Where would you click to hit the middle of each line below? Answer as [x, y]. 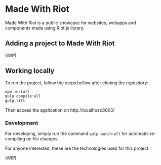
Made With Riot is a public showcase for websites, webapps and [71, 23]
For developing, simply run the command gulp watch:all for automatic [77, 133]
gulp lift [15, 101]
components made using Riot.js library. [45, 28]
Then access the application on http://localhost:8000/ [60, 110]
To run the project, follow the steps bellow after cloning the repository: [77, 83]
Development [22, 123]
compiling [15, 139]
